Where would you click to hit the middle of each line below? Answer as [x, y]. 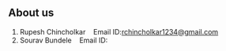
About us [31, 13]
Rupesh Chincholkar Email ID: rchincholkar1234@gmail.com [119, 31]
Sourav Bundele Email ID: [64, 40]
